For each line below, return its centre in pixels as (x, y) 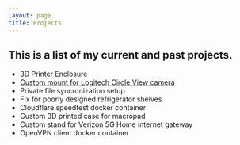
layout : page (30, 15)
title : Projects (35, 23)
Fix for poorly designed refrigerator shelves (91, 99)
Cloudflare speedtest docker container (83, 108)
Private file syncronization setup (72, 91)
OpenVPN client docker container (74, 133)
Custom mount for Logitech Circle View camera (97, 82)
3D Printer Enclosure (53, 74)
